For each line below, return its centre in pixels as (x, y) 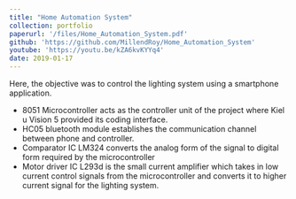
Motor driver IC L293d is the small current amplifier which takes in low (150, 166)
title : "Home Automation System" (71, 17)
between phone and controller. (78, 138)
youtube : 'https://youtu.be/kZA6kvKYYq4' (87, 50)
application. (31, 93)
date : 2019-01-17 (41, 58)
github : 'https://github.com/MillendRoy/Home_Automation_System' (132, 42)
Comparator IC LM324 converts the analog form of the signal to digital (150, 148)
